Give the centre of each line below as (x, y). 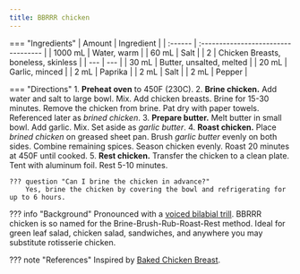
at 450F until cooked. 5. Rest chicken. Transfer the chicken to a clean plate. (149, 155)
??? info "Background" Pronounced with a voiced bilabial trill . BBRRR (136, 214)
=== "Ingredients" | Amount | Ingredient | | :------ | (103, 43)
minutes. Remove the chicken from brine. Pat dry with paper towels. (134, 107)
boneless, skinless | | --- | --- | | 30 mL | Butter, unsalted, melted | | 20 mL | (149, 62)
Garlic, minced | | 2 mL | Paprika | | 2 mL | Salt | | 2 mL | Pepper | (129, 72)
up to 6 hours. (38, 197)
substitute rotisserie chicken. (63, 242)
